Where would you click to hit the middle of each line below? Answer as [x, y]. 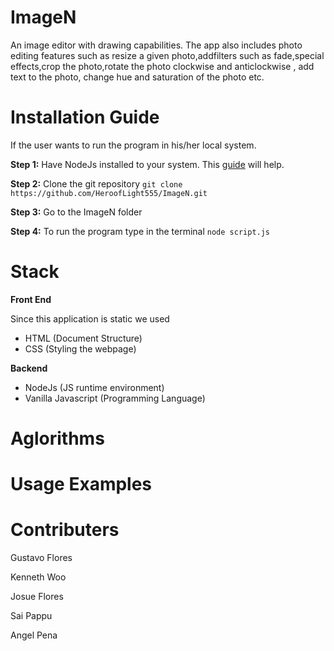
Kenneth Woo [38, 577]
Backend [29, 368]
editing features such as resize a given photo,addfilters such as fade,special [167, 55]
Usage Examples [81, 484]
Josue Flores [37, 597]
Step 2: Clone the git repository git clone [96, 183]
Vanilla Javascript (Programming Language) [115, 398]
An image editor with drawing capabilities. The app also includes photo [156, 45]
